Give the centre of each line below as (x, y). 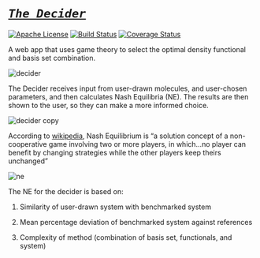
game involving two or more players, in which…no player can (147, 144)
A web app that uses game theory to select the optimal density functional (127, 49)
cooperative (28, 144)
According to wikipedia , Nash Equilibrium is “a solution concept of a (118, 136)
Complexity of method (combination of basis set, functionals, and (126, 237)
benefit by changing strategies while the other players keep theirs (115, 152)
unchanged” (28, 161)
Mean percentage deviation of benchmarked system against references (136, 222)
